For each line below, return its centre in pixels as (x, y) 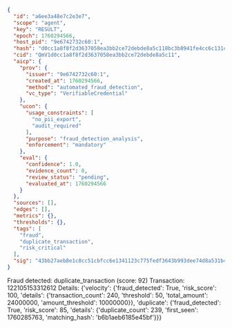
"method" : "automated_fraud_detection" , (84, 87)
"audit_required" (57, 126)
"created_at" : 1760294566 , (64, 81)
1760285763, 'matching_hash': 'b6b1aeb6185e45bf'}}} (85, 317)
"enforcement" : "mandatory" (66, 145)
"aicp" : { (27, 62)
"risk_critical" (43, 248)
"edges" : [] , (32, 210)
